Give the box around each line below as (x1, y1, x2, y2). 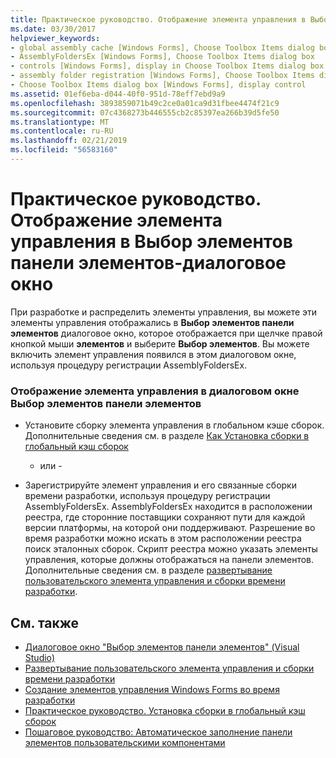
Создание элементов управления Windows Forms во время (24, 683, 280, 695)
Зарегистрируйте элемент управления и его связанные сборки (24, 479, 297, 491)
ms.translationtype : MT (10, 117, 110, 127)
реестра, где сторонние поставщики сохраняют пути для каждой (24, 511, 306, 523)
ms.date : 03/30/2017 (10, 24, 97, 34)
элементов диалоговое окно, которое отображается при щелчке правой (10, 327, 323, 339)
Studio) (24, 651, 56, 663)
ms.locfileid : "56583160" (10, 145, 118, 155)
